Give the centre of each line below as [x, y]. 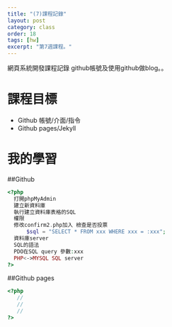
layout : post [27, 21]
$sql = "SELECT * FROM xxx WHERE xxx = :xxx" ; [96, 232]
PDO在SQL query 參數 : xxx [48, 251]
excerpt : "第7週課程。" [40, 47]
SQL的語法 [27, 245]
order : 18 [22, 34]
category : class [31, 27]
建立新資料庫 [30, 205]
